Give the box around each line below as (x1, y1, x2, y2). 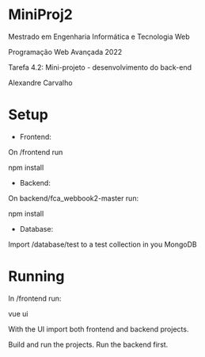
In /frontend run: (8, 294, 62, 303)
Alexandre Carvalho (8, 78, 73, 87)
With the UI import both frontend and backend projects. (8, 324, 189, 334)
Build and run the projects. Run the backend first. (8, 340, 169, 349)
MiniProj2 (8, 6, 73, 24)
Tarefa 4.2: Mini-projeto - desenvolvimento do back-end (8, 62, 192, 72)
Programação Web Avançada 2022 (8, 47, 123, 56)
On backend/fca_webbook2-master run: (8, 193, 139, 203)
